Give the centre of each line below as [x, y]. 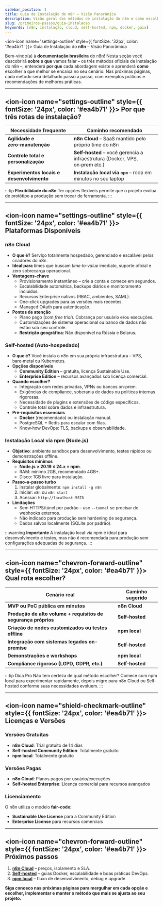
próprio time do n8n [96, 145]
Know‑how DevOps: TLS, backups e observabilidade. [73, 428]
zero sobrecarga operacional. [41, 270]
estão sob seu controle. [43, 327]
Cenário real [60, 595]
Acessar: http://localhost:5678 [51, 498]
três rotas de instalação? [43, 117]
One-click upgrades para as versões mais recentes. [71, 302]
